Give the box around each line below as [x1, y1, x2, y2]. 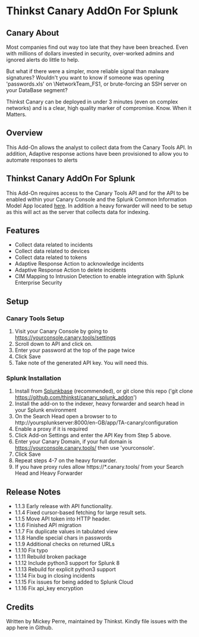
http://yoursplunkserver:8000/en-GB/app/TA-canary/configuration [14, 419, 178, 426]
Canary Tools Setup [6, 314, 65, 322]
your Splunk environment [14, 406, 77, 414]
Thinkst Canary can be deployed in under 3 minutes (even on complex [6, 98, 178, 105]
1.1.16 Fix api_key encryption [14, 585, 84, 592]
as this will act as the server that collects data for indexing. [6, 208, 150, 215]
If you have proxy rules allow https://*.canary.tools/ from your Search [14, 463, 184, 471]
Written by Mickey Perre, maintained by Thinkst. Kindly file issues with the [6, 618, 188, 625]
